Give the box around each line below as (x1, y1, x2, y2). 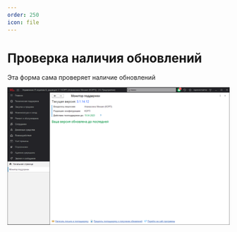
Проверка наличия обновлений (7, 50, 202, 66)
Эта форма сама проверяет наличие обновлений (7, 73, 156, 82)
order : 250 (7, 11, 39, 18)
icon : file (7, 18, 39, 26)
